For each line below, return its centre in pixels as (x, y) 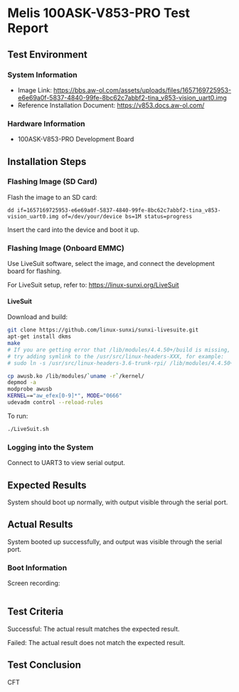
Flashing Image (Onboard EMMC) (66, 248)
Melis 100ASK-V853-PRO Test (99, 13)
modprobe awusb (30, 389)
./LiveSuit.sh (28, 429)
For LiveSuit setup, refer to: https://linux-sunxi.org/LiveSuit (93, 285)
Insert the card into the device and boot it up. (74, 230)
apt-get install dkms (39, 337)
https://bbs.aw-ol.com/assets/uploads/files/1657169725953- (142, 90)
